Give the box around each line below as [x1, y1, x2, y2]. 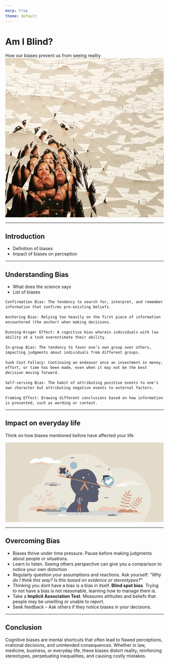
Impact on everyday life [5, 419, 81, 428]
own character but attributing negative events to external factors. [5, 386, 154, 391]
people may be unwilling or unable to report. [12, 598, 105, 604]
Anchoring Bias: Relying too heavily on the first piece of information [5, 315, 161, 320]
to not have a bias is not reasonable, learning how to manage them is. [12, 588, 157, 594]
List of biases [12, 289, 41, 295]
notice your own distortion [12, 566, 67, 572]
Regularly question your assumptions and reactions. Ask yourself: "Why [12, 572, 162, 578]
